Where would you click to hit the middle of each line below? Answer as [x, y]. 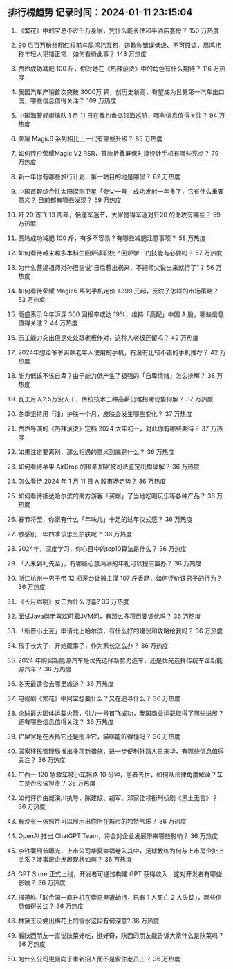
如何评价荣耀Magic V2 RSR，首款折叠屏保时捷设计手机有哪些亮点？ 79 [118, 153]
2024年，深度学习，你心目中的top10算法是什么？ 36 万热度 [102, 548]
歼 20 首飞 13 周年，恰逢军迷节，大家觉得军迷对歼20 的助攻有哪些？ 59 [119, 215]
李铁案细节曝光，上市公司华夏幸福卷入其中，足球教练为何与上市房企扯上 [121, 851]
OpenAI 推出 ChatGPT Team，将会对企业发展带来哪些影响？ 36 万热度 [118, 835]
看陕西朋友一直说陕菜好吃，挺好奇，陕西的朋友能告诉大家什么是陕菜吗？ [121, 935]
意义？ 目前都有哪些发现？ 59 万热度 [69, 200]
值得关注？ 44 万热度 [48, 323]
